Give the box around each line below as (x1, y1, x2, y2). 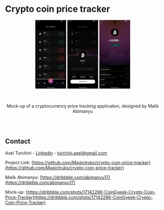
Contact (5, 137, 31, 146)
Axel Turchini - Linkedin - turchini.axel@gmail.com (5, 150, 107, 156)
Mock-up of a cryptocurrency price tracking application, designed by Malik (6, 103, 159, 109)
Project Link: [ (5, 160, 33, 166)
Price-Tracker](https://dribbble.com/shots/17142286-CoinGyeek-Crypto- (5, 194, 153, 200)
